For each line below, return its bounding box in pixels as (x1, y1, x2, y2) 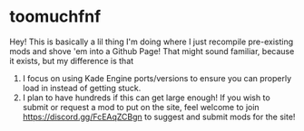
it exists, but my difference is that (9, 55, 134, 66)
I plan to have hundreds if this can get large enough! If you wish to (22, 92, 270, 103)
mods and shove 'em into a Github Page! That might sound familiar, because (9, 45, 295, 56)
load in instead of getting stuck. (22, 82, 142, 93)
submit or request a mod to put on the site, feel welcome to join (22, 101, 260, 112)
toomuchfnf (9, 6, 102, 27)
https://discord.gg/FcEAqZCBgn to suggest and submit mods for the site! (22, 111, 296, 122)
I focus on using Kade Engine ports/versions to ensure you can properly (22, 72, 292, 83)
